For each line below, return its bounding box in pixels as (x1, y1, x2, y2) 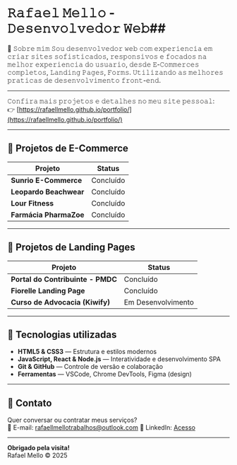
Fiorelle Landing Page (11, 286, 85, 295)
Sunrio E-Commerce (11, 175, 83, 185)
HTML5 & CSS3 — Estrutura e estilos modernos (17, 348, 157, 356)
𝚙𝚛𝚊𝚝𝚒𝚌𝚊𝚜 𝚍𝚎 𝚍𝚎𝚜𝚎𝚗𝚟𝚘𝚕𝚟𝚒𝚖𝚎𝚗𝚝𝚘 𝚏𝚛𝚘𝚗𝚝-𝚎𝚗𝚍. (7, 76, 161, 84)
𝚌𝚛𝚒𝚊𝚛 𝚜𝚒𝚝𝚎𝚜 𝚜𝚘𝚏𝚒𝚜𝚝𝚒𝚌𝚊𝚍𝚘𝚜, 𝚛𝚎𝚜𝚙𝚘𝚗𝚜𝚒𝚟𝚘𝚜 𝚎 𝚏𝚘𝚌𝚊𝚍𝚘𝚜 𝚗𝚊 (7, 52, 207, 61)
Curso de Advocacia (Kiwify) (11, 297, 111, 307)
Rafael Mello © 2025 (7, 451, 68, 460)
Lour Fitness (11, 198, 54, 208)
